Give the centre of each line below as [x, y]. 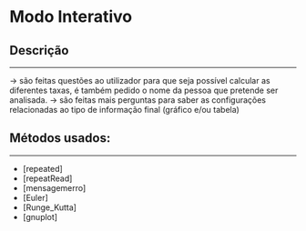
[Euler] [35, 197]
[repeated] [43, 168]
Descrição [39, 50]
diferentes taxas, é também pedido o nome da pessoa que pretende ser [144, 90]
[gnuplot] [40, 216]
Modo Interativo [71, 17]
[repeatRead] [47, 178]
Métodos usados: [60, 138]
